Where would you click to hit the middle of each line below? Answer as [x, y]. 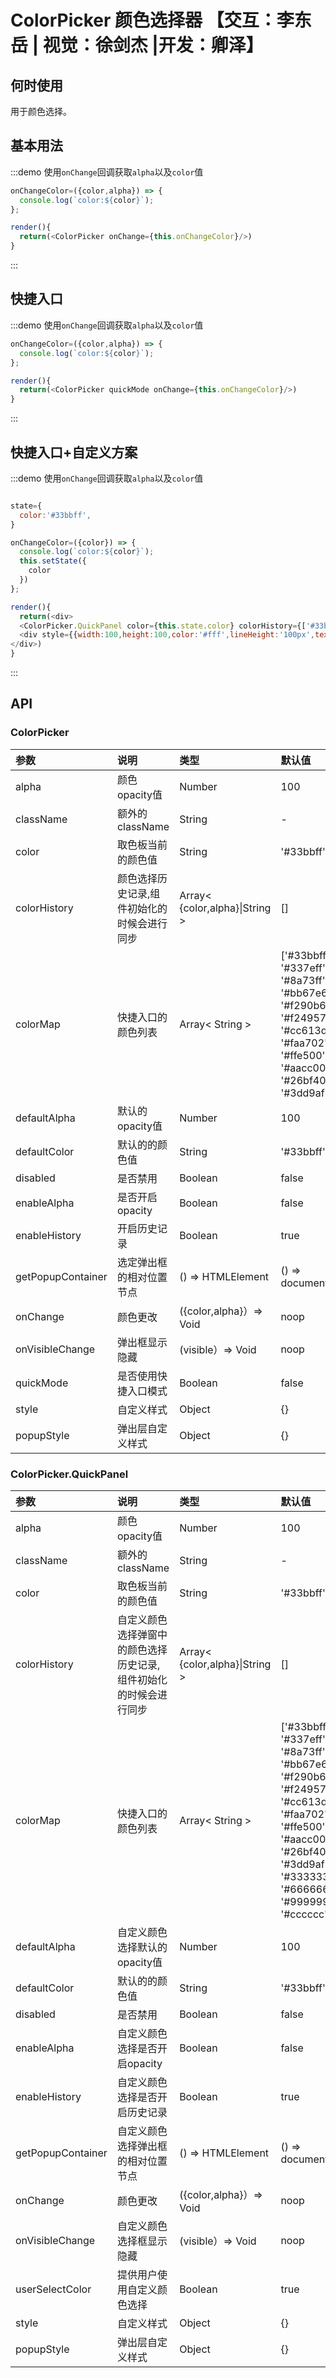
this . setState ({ [53, 561]
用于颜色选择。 [41, 111]
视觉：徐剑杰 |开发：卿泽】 [153, 45]
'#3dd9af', [305, 1864]
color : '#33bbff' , [55, 515]
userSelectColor [53, 2289]
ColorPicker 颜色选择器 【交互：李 [152, 20]
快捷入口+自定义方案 [74, 452]
